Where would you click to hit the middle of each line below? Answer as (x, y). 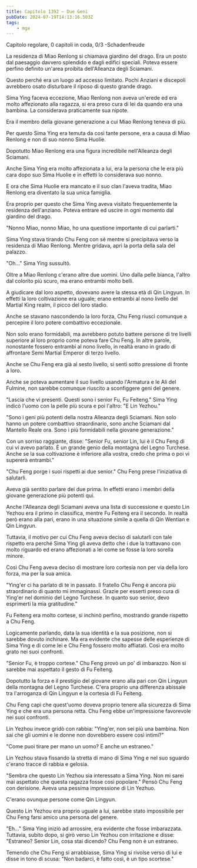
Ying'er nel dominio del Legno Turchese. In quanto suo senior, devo (88, 598)
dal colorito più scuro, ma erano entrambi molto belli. (70, 281)
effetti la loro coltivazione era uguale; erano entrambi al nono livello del (92, 299)
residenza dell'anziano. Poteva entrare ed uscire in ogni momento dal (90, 211)
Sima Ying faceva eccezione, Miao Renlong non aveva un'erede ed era (92, 98)
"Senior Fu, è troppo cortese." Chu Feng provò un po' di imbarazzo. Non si (96, 663)
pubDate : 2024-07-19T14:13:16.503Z (50, 17)
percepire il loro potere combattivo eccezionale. (64, 323)
